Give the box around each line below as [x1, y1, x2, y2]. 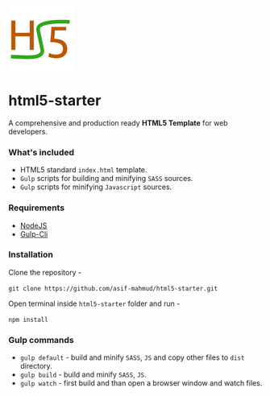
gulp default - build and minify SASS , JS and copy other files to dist [19, 353, 245, 362]
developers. [8, 126, 48, 136]
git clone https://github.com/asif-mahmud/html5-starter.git [8, 284, 218, 292]
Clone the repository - [8, 267, 82, 277]
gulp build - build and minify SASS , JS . [19, 369, 147, 380]
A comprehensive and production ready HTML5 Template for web [8, 118, 228, 127]
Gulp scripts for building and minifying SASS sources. [19, 174, 193, 184]
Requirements [8, 202, 65, 213]
